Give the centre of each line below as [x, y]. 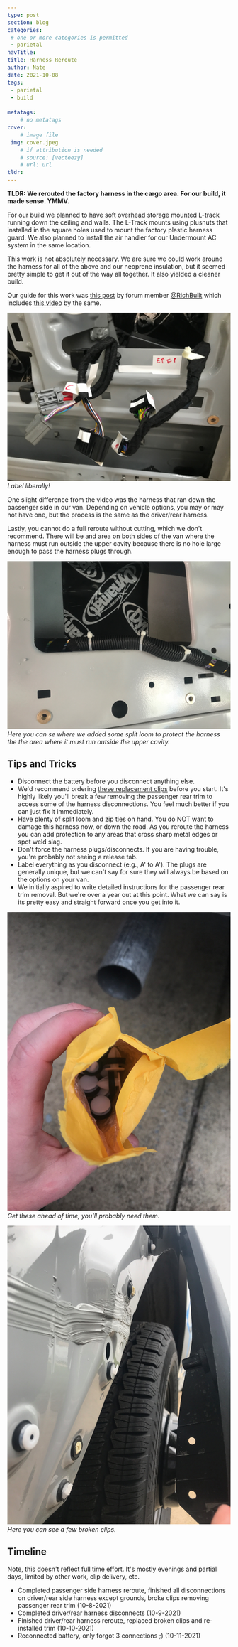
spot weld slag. [40, 842]
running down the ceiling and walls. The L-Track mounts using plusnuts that [118, 222]
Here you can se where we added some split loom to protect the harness [114, 734]
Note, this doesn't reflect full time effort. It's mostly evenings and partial [112, 1569]
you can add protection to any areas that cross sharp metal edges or [118, 834]
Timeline [27, 1552]
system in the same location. [49, 245]
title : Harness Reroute [42, 60]
